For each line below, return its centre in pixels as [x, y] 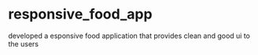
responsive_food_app [80, 14]
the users [24, 43]
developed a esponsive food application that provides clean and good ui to [129, 36]
